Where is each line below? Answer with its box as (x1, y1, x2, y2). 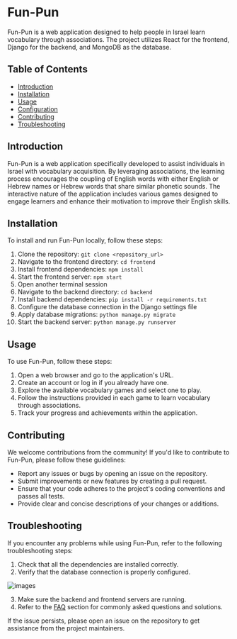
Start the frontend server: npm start (17, 272, 122, 281)
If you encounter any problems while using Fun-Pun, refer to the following (7, 538, 223, 547)
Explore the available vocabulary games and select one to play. (17, 386, 202, 394)
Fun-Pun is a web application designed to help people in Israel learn (7, 28, 205, 36)
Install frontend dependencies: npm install (17, 265, 144, 274)
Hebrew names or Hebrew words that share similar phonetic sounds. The (7, 182, 221, 190)
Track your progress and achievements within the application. (17, 409, 198, 417)
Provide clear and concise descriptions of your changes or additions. (17, 499, 219, 508)
